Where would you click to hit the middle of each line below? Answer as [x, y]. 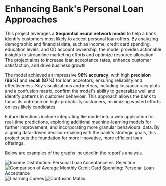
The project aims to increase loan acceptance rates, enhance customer [78, 60]
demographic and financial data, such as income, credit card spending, [78, 44]
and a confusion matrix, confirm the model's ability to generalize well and [80, 91]
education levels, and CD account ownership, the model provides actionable [83, 49]
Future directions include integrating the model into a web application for [80, 116]
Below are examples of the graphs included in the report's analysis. [74, 153]
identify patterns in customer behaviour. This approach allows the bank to [81, 96]
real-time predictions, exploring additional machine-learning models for [78, 122]
